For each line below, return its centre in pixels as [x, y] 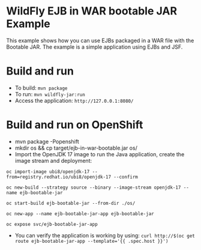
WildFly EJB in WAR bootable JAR [92, 11]
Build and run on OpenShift [75, 125]
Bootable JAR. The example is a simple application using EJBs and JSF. [94, 47]
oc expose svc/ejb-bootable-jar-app [52, 224]
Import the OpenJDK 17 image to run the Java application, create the [100, 154]
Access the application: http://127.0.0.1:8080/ [74, 100]
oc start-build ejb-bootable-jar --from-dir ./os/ [71, 203]
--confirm [126, 177]
